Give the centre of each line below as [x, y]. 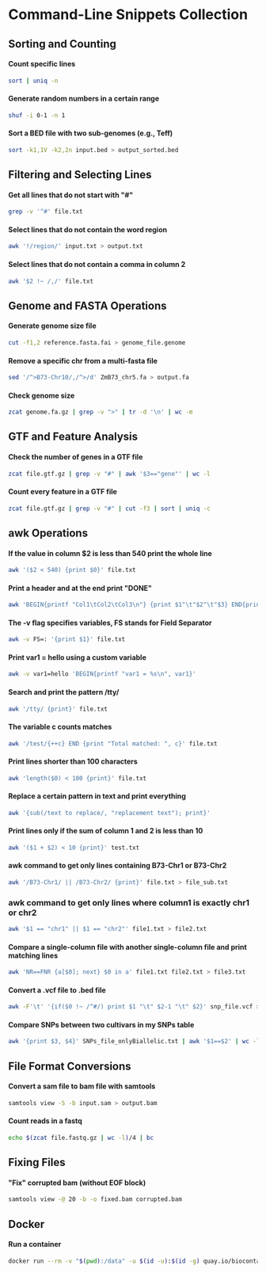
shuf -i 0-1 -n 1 [37, 115]
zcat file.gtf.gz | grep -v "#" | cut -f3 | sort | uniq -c [110, 509]
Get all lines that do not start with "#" [71, 195]
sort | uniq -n [33, 81]
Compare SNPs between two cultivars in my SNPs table [101, 1024]
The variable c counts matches [60, 726]
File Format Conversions [70, 1066]
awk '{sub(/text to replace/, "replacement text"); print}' [110, 813]
